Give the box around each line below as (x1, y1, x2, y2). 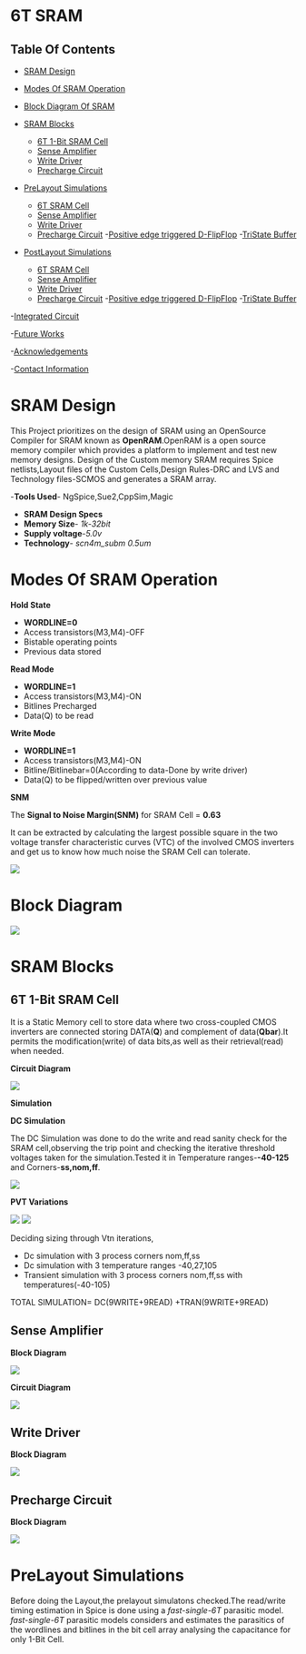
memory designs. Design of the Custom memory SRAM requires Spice (10, 454, 274, 465)
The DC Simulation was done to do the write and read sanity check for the (10, 1132, 288, 1144)
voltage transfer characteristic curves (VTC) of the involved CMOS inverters (10, 836, 294, 847)
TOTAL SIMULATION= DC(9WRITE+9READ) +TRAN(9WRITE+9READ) (10, 1296, 269, 1307)
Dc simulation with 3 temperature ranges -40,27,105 (23, 1259, 217, 1271)
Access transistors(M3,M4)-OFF (23, 626, 145, 637)
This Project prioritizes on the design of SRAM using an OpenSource (10, 425, 267, 436)
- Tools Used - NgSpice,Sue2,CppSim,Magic (10, 491, 173, 502)
